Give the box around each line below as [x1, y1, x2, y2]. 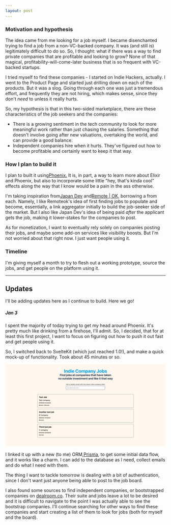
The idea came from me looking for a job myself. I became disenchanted [5, 37, 157, 43]
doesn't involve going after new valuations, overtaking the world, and [12, 131, 158, 137]
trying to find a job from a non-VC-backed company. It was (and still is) [5, 42, 154, 48]
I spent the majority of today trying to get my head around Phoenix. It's [5, 322, 154, 328]
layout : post [5, 8, 33, 13]
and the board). [5, 514, 38, 520]
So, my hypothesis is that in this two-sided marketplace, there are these [5, 105, 156, 112]
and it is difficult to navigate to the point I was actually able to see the [5, 498, 151, 504]
